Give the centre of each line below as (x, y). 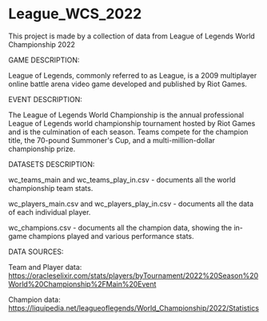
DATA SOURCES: (36, 252)
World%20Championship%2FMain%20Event (82, 283)
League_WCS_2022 (75, 14)
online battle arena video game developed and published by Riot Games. (128, 84)
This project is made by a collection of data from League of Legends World (132, 36)
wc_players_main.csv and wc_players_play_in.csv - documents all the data (131, 204)
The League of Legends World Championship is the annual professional (126, 115)
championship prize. (42, 149)
